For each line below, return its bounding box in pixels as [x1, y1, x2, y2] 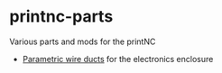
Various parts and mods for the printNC [9, 36, 156, 47]
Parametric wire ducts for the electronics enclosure [22, 53, 214, 64]
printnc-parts [9, 6, 114, 27]
